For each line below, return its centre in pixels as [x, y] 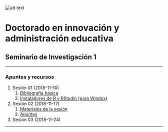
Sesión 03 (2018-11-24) [36, 119]
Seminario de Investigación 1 [51, 57]
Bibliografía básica [39, 93]
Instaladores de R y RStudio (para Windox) [63, 98]
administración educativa [59, 39]
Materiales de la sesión [44, 109]
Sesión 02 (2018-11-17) [36, 104]
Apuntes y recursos [30, 76]
